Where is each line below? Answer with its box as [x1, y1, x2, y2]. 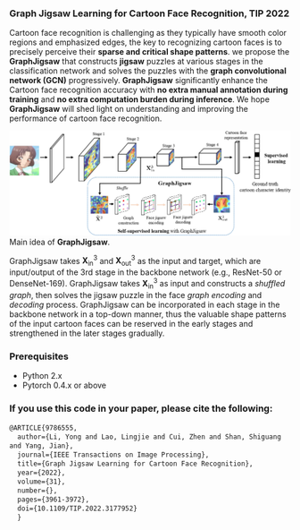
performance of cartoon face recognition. [9, 113, 162, 124]
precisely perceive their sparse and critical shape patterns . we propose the [9, 47, 290, 57]
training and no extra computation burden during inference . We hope [9, 94, 271, 105]
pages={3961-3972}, [17, 495, 90, 504]
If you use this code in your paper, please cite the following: [9, 402, 273, 415]
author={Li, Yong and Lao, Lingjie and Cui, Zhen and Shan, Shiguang [17, 432, 281, 441]
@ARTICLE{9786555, [9, 423, 78, 432]
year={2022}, [17, 468, 66, 477]
